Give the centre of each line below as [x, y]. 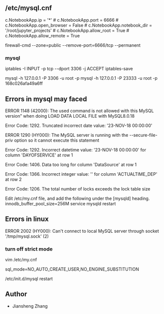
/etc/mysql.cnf [29, 8]
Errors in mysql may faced [46, 99]
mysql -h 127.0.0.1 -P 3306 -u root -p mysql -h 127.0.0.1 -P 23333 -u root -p [81, 78]
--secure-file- [143, 135]
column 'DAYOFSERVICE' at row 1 [39, 155]
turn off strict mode [29, 249]
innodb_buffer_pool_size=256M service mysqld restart [61, 203]
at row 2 [14, 179]
